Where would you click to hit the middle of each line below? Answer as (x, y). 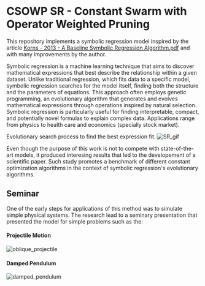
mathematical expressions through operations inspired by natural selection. (102, 105)
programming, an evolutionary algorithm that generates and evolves (92, 99)
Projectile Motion (29, 235)
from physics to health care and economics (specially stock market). (93, 124)
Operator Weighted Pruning (78, 24)
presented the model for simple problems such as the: (75, 221)
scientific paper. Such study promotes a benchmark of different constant (98, 161)
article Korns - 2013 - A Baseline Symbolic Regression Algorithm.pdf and (98, 48)
